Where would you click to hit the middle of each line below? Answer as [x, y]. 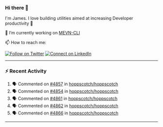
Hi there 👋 [17, 8]
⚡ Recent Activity [26, 71]
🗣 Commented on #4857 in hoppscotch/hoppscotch [65, 84]
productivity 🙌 [19, 23]
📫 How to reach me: [26, 43]
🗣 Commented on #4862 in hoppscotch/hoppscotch [65, 106]
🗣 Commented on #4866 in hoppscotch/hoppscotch [65, 113]
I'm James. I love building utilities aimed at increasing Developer [69, 18]
